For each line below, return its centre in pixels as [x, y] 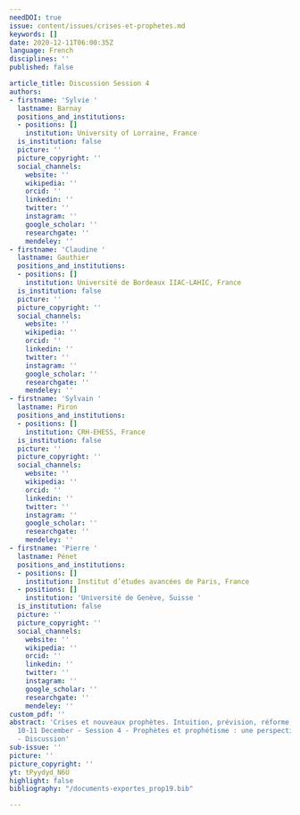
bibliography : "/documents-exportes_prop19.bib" [101, 789]
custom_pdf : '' [37, 714]
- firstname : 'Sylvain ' [55, 399]
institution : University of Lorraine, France [112, 133]
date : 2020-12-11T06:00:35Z [62, 42]
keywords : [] [33, 34]
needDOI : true [36, 17]
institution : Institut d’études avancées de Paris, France [137, 581]
